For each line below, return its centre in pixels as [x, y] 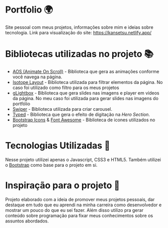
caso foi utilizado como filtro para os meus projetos [66, 87]
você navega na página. [37, 77]
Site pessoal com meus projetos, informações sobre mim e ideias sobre [79, 27]
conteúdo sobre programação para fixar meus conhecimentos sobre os [79, 215]
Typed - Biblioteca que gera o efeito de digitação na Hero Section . [81, 114]
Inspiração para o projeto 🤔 [63, 186]
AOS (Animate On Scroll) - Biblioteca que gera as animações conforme [86, 71]
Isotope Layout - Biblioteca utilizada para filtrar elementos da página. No [88, 82]
